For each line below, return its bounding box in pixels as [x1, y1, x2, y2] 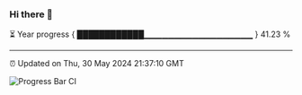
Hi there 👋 [9, 8, 54, 21]
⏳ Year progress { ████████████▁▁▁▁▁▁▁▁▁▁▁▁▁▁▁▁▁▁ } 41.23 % [9, 29, 291, 39]
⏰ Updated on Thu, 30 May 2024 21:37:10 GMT [9, 58, 184, 69]
